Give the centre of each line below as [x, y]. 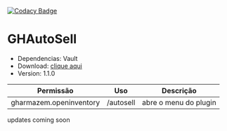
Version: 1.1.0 [36, 73]
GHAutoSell [42, 39]
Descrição [179, 90]
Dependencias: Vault [47, 58]
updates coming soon [39, 120]
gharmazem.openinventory [56, 102]
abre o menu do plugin [179, 102]
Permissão [56, 90]
